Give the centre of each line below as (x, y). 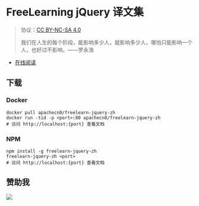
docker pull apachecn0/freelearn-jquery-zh (61, 112)
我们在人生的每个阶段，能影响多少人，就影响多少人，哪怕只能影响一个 (107, 42)
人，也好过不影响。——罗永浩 (57, 50)
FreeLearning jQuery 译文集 (75, 12)
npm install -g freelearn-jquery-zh (51, 151)
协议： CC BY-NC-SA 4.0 (51, 30)
